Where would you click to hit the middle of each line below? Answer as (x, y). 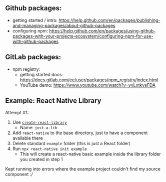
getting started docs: (41, 74)
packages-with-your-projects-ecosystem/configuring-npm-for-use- (83, 36)
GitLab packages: (33, 57)
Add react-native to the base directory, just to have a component (80, 133)
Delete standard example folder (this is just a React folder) (71, 144)
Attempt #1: (17, 113)
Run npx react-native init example (49, 149)
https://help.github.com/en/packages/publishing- (109, 20)
